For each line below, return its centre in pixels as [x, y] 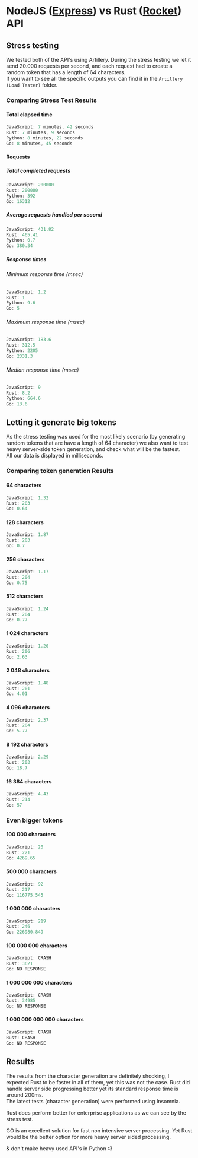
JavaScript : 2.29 [27, 757]
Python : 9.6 [21, 303]
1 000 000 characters [33, 908]
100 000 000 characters [37, 946]
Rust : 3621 [20, 964]
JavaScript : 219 [26, 921]
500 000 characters [32, 871]
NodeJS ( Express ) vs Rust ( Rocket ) [94, 11]
